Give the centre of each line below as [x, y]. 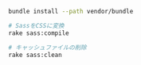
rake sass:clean [35, 55]
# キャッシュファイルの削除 [48, 48]
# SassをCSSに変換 [36, 25]
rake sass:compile [39, 33]
